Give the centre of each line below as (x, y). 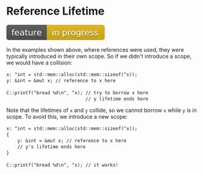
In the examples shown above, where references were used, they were (95, 49)
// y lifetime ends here (117, 99)
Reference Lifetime (55, 11)
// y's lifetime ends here (52, 147)
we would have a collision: (39, 63)
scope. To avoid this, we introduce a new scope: (67, 116)
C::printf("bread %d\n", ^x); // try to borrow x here (77, 92)
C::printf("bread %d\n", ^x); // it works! (62, 165)
